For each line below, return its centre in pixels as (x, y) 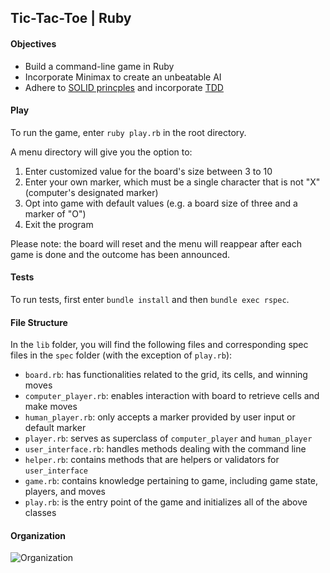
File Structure (39, 322)
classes (40, 513)
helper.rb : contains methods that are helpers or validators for (152, 460)
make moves (51, 407)
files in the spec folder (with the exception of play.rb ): (121, 355)
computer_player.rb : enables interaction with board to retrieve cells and (172, 396)
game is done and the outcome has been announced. (120, 254)
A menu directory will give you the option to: (101, 152)
